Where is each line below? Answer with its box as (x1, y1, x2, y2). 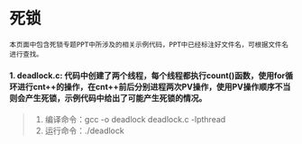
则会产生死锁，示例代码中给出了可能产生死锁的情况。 (9, 92, 207, 103)
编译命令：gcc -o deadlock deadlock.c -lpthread (44, 114, 226, 125)
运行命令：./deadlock (44, 125, 124, 136)
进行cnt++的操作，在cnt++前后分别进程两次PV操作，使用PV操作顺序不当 (16, 81, 291, 92)
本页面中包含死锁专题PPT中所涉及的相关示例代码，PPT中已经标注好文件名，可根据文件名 (9, 40, 288, 49)
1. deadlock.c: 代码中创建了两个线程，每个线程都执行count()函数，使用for (9, 69, 286, 81)
